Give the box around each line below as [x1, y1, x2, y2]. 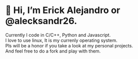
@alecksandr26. [5, 15, 78, 27]
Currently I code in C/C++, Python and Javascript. [5, 32, 111, 38]
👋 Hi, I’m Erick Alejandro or [5, 5, 121, 16]
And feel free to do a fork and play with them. [5, 48, 101, 54]
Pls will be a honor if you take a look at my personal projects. [5, 42, 133, 48]
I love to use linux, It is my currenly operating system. [5, 37, 118, 43]
